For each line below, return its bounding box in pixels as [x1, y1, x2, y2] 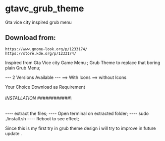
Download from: [5, 34, 56, 42]
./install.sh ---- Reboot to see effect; [5, 115, 79, 121]
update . [5, 130, 22, 136]
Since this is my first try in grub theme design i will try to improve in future [5, 125, 156, 131]
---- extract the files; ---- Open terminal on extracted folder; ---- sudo [5, 110, 149, 116]
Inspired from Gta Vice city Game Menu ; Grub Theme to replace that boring [5, 60, 161, 66]
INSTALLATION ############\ [5, 95, 72, 101]
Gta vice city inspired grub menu [5, 19, 72, 25]
